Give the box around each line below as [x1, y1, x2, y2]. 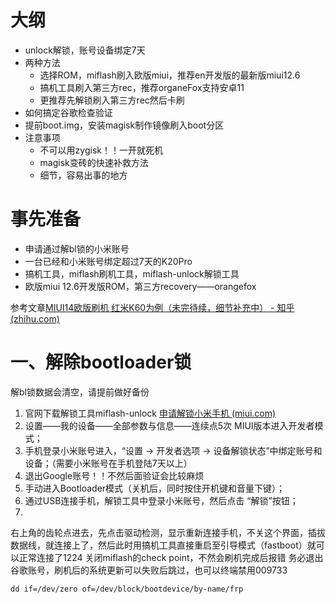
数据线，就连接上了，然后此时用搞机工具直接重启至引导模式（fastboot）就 [10, 539, 317, 551]
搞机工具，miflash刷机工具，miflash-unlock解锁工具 [24, 267, 240, 280]
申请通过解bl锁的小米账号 [24, 242, 130, 255]
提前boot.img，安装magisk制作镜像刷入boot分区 [24, 119, 225, 131]
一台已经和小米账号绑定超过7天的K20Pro [24, 255, 193, 267]
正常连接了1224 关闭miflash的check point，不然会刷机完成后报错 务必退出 [18, 551, 324, 563]
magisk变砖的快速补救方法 [39, 156, 149, 168]
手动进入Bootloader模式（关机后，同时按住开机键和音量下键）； [24, 482, 286, 494]
